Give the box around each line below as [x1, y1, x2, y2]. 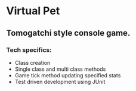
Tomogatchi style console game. [6, 28, 131, 38]
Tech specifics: [6, 46, 52, 54]
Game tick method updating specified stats [14, 71, 121, 79]
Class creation [14, 59, 51, 66]
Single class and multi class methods [14, 65, 106, 73]
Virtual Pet [6, 4, 60, 18]
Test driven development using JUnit [14, 78, 106, 85]
